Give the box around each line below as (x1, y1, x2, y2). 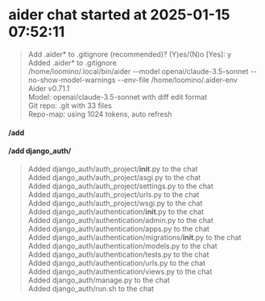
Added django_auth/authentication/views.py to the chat (27, 266, 213, 276)
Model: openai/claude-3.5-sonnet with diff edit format (27, 92, 208, 101)
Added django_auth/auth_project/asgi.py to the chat (27, 172, 201, 182)
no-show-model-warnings (27, 75, 116, 85)
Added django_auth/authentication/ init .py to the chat (27, 207, 204, 216)
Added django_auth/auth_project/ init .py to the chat (27, 163, 198, 174)
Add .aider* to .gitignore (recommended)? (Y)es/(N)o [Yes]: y (27, 49, 232, 59)
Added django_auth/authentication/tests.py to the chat (27, 249, 209, 259)
